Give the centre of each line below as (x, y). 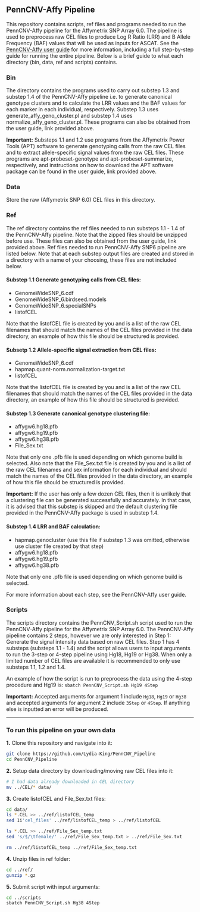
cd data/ (17, 809)
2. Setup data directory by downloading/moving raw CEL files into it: (90, 770)
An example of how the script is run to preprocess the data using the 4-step (99, 678)
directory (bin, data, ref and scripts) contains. (62, 62)
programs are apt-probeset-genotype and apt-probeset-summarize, (90, 159)
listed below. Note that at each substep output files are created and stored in (100, 253)
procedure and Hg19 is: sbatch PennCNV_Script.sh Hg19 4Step (82, 685)
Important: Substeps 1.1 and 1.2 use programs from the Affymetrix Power (96, 140)
